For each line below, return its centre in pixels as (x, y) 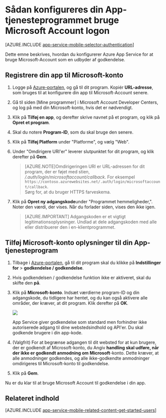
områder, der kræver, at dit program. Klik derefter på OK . (70, 303)
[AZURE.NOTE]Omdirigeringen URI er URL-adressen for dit (85, 166)
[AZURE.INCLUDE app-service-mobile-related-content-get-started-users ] (81, 411)
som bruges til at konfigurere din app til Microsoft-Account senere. (80, 92)
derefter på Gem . (30, 156)
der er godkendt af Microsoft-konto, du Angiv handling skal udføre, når (86, 347)
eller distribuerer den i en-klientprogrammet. (70, 227)
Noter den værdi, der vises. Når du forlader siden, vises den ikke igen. (84, 207)
